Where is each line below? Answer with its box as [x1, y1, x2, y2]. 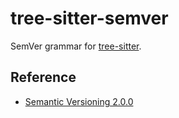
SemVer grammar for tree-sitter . [10, 40, 142, 52]
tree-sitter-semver [10, 7, 169, 30]
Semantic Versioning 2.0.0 [24, 95, 134, 107]
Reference [10, 69, 77, 86]
